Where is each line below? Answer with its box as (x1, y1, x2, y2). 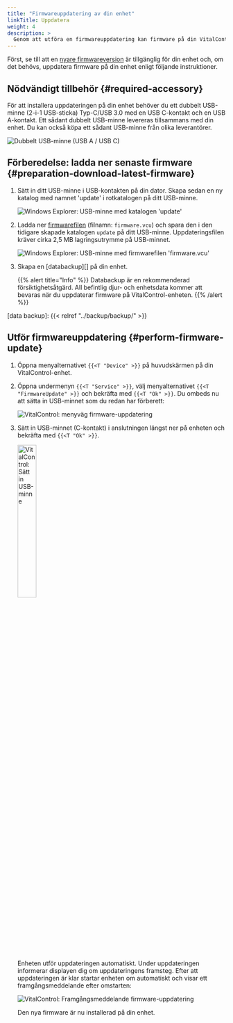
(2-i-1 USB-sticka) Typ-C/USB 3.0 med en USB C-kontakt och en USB (26, 108, 226, 117)
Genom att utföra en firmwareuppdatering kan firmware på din (13, 36, 197, 43)
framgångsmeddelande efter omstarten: (17, 981, 132, 990)
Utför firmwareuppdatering (7, 332, 127, 344)
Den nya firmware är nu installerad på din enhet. (17, 1008, 155, 1016)
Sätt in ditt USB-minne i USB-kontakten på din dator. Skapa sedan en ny (17, 186, 223, 195)
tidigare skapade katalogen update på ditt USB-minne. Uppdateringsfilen (17, 227, 225, 236)
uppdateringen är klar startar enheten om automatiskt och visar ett (17, 974, 208, 982)
